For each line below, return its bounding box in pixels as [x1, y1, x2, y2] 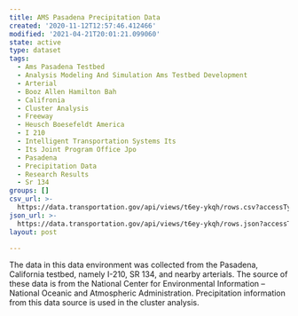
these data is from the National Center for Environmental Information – [9, 279, 266, 289]
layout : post [9, 227, 58, 236]
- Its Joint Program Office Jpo [17, 145, 137, 154]
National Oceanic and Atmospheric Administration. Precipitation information [9, 288, 286, 298]
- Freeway [17, 112, 53, 121]
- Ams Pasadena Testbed [17, 63, 105, 72]
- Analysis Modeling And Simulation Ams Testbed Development [17, 71, 248, 80]
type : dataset [9, 46, 62, 55]
